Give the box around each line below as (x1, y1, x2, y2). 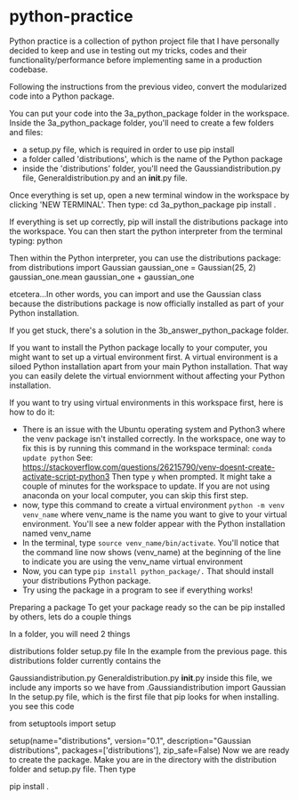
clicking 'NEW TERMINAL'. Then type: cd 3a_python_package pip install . (9, 198, 277, 210)
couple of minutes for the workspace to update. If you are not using (21, 481, 270, 491)
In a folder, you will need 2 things (9, 628, 131, 639)
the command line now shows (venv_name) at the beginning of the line (21, 546, 282, 557)
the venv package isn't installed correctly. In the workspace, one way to (21, 433, 286, 444)
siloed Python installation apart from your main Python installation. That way (9, 360, 288, 371)
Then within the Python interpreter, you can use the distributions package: (9, 252, 282, 263)
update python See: (21, 452, 93, 463)
